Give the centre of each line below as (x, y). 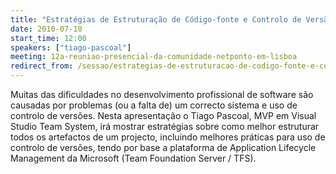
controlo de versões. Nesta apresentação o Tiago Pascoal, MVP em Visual (163, 115)
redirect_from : (42, 66)
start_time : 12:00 (48, 38)
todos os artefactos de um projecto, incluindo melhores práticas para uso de (168, 137)
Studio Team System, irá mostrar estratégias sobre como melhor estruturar (165, 126)
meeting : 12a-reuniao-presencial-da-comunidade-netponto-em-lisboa (154, 57)
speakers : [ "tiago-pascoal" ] (71, 47)
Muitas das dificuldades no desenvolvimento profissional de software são (162, 94)
